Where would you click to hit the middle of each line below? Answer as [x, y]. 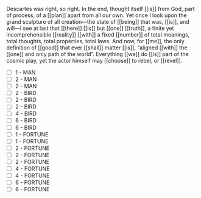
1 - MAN [25, 72]
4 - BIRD [26, 114]
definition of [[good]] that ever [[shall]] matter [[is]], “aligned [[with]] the [97, 48]
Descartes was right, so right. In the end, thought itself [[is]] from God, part [100, 9]
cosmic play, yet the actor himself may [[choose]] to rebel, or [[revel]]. [94, 61]
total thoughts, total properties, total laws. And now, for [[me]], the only [95, 41]
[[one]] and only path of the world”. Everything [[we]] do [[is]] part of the [97, 54]
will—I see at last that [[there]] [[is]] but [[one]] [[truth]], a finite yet [90, 28]
